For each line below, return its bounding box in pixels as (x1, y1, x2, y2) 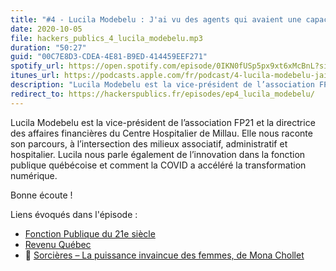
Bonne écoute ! (10, 189, 73, 201)
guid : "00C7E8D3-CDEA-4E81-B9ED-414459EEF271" (10, 52, 208, 62)
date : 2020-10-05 (10, 24, 83, 34)
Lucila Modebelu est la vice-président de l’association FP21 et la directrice (10, 116, 316, 128)
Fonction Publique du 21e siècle (24, 227, 156, 240)
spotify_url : (10, 61, 65, 71)
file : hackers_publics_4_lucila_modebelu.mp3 (10, 33, 203, 43)
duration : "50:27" (10, 42, 87, 53)
